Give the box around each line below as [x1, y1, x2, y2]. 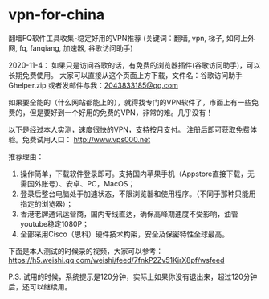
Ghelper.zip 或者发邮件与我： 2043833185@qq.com [8, 80, 179, 90]
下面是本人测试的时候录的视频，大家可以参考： [8, 246, 163, 256]
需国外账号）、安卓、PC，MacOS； [19, 178, 136, 188]
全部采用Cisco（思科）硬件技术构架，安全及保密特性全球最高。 [19, 229, 230, 239]
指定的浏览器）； [19, 199, 74, 208]
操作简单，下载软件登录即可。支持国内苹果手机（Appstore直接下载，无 [19, 169, 255, 178]
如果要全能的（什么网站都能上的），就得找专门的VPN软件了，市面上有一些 [8, 97, 252, 107]
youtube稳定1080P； [19, 219, 90, 228]
